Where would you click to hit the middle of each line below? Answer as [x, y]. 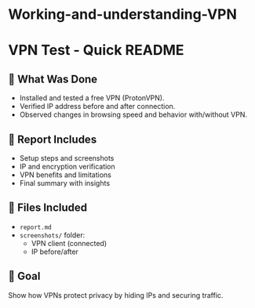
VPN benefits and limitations [66, 175]
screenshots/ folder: [52, 235]
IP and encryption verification [67, 167]
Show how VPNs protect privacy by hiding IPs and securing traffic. [116, 295]
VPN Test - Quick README [96, 51]
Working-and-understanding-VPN [123, 14]
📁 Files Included [48, 208]
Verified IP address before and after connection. [97, 107]
